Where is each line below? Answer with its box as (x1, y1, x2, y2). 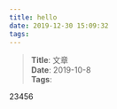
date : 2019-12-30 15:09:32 (9, 21, 109, 30)
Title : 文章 (30, 55, 69, 66)
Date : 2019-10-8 (30, 65, 91, 75)
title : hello (9, 12, 58, 22)
